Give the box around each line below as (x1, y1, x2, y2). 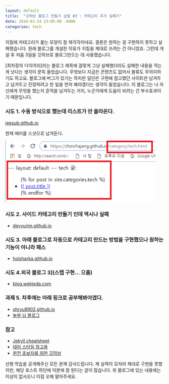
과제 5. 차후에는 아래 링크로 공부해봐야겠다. (5, 294, 103, 301)
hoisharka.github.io (12, 255, 53, 262)
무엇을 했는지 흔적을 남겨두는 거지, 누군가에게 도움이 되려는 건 (18, 88, 140, 94)
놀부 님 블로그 (12, 312, 40, 318)
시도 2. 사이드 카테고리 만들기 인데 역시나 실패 (5, 211, 109, 218)
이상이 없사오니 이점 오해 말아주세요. (5, 373, 77, 379)
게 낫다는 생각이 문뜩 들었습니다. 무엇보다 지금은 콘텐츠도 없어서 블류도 (5, 69, 144, 75)
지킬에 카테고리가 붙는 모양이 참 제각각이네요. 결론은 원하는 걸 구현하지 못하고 (5, 39, 157, 45)
